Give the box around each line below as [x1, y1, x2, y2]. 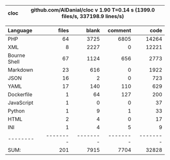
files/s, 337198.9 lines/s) [61, 13, 124, 20]
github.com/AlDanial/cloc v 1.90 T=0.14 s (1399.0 [30, 7, 155, 13]
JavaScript [8, 99, 34, 106]
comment [107, 27, 132, 34]
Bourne [8, 52, 25, 59]
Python [8, 108, 25, 114]
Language [8, 27, 33, 34]
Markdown [8, 67, 33, 73]
